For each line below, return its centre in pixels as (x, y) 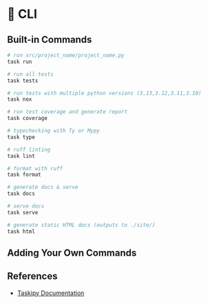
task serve (23, 212)
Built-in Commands (50, 40)
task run (20, 61)
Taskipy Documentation (51, 293)
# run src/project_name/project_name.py (66, 55)
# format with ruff (35, 168)
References (32, 276)
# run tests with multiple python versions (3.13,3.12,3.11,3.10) (104, 93)
